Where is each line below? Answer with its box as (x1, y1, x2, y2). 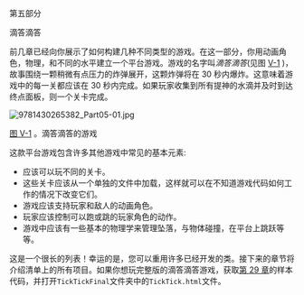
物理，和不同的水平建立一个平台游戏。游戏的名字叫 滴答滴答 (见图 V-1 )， (24, 58, 294, 68)
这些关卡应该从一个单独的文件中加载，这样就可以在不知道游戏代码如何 (22, 178, 285, 188)
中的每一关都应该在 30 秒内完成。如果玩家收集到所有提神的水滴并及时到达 (16, 80, 294, 90)
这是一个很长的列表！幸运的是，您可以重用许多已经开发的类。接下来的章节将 (9, 254, 295, 263)
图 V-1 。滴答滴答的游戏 (9, 128, 98, 138)
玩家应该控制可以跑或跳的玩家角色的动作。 (22, 211, 182, 222)
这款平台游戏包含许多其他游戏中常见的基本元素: (9, 147, 187, 158)
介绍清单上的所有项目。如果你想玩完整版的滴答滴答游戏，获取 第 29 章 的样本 (9, 264, 294, 275)
